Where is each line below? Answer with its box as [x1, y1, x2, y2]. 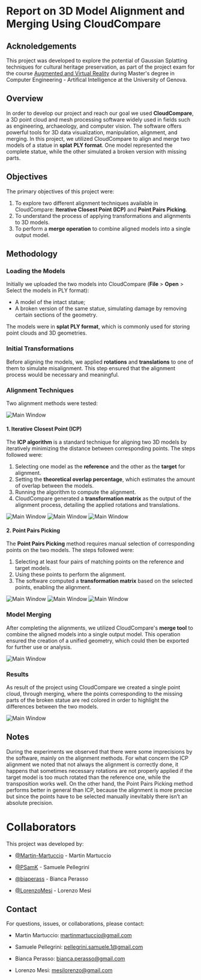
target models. [14, 565, 51, 572]
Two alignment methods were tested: [6, 399, 98, 407]
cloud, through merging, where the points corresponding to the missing [6, 690, 183, 697]
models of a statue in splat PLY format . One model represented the [6, 141, 173, 149]
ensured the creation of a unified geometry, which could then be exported [6, 637, 189, 644]
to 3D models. [14, 219, 50, 226]
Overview [6, 93, 44, 104]
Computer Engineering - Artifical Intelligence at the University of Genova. [6, 76, 187, 83]
